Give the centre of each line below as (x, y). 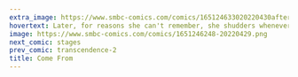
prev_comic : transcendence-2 (63, 50)
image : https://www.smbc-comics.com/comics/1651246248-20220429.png (138, 34)
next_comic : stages (45, 42)
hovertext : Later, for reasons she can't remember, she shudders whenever (150, 26)
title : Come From (41, 58)
